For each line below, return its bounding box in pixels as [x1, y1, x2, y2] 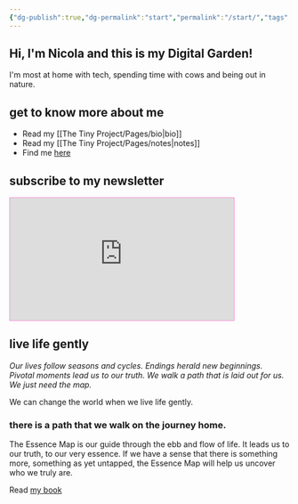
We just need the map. [9, 379, 92, 390]
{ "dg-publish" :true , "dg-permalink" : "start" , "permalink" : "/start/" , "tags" [9, 12, 289, 22]
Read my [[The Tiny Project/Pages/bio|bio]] [21, 128, 182, 139]
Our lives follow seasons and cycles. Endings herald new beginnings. [9, 360, 263, 370]
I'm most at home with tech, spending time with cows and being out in [9, 69, 267, 80]
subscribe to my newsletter [9, 173, 165, 188]
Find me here [21, 148, 71, 159]
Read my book [9, 484, 62, 495]
